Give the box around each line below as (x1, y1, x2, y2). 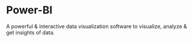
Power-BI (6, 3, 53, 17)
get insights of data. (6, 29, 55, 36)
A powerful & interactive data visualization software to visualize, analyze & (6, 23, 188, 30)
